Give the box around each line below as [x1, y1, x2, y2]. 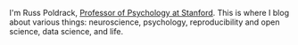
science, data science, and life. [9, 26, 123, 36]
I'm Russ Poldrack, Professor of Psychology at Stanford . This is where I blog [9, 8, 290, 18]
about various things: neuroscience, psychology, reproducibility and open [9, 17, 280, 27]
